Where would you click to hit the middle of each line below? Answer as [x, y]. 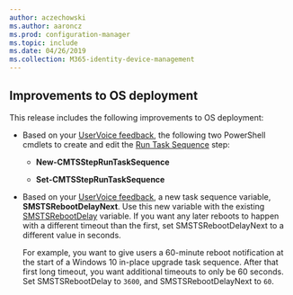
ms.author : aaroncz [46, 26]
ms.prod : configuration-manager [70, 34]
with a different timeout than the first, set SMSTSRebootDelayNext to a [153, 225]
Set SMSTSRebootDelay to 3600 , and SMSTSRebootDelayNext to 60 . [148, 281]
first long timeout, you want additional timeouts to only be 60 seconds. [153, 272]
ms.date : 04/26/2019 [48, 51]
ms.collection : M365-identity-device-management [102, 59]
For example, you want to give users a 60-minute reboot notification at [153, 252]
